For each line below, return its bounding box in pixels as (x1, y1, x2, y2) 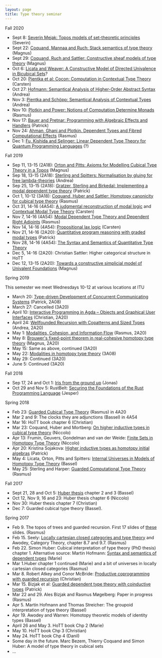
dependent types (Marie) (12, 555, 62, 561)
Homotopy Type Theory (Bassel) (12, 460, 78, 466)
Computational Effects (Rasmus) (12, 132, 77, 139)
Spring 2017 (5, 514, 29, 521)
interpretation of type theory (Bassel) (12, 607, 87, 613)
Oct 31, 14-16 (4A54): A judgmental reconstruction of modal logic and (12, 203, 152, 209)
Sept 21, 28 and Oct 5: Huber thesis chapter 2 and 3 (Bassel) (12, 490, 134, 495)
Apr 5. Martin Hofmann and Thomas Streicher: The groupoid (12, 602, 133, 607)
